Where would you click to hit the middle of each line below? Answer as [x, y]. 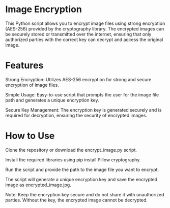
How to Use [30, 136]
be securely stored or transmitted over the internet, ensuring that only [78, 34]
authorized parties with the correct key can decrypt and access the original [84, 40]
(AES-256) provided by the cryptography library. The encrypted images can [85, 28]
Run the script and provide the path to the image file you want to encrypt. [82, 169]
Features [24, 66]
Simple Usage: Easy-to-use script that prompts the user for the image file [82, 94]
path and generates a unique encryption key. [52, 100]
